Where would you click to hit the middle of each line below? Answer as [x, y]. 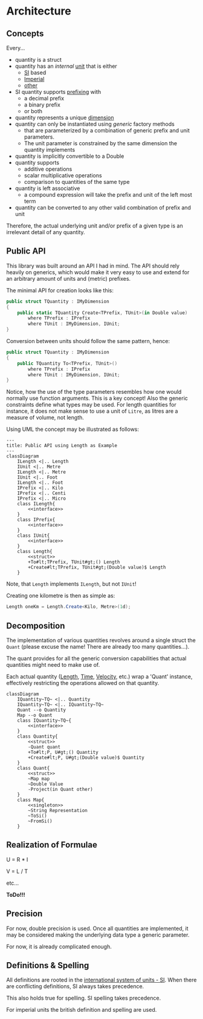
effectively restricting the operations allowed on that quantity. [83, 683]
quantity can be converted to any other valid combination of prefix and [103, 208]
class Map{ [31, 800]
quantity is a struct [38, 60]
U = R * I [17, 859]
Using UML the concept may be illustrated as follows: [73, 429]
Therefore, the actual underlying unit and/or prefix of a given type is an [95, 226]
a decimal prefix [44, 98]
